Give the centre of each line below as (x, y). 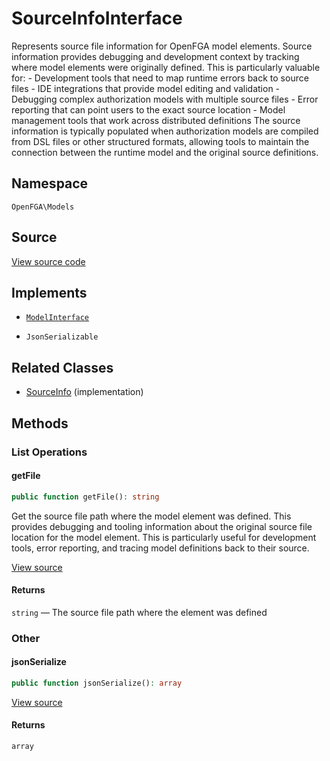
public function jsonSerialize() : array (97, 683)
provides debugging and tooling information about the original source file (162, 526)
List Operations (49, 452)
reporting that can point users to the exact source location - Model (148, 109)
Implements (49, 292)
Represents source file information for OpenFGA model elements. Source (162, 46)
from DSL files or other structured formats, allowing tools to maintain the (160, 141)
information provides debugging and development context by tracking (155, 56)
